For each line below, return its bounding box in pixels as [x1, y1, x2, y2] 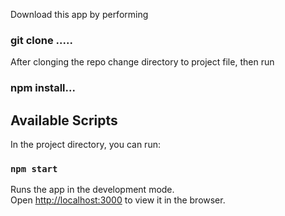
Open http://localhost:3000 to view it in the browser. [10, 194, 226, 206]
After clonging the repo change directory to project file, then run [10, 56, 275, 68]
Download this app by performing [10, 9, 149, 20]
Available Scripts [10, 112, 118, 129]
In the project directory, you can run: [10, 139, 161, 151]
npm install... [10, 81, 76, 95]
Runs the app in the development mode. [10, 184, 175, 196]
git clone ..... [10, 33, 73, 47]
